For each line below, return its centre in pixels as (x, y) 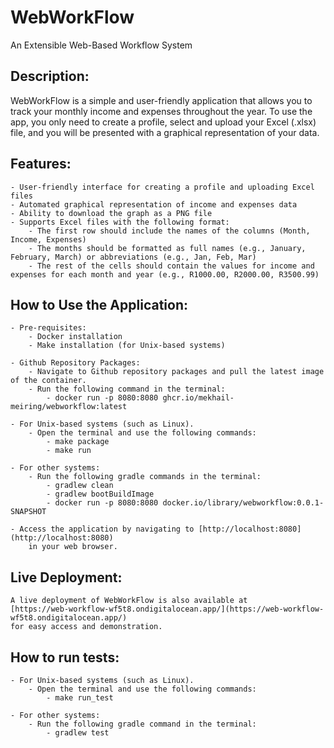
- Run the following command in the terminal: (127, 389)
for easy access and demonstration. (86, 627)
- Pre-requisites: (48, 328)
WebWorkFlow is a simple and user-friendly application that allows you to (161, 100)
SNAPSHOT (28, 512)
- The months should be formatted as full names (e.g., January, (167, 248)
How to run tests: (65, 657)
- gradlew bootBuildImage (100, 494)
